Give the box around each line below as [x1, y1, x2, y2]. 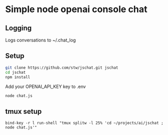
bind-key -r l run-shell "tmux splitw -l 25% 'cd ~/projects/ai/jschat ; [5, 120, 164, 126]
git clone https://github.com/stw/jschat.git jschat [5, 65, 119, 70]
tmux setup [5, 107, 42, 116]
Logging [5, 24, 32, 32]
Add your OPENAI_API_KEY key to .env [5, 83, 86, 89]
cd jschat [5, 70, 26, 75]
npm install [5, 74, 30, 79]
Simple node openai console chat [5, 4, 148, 15]
